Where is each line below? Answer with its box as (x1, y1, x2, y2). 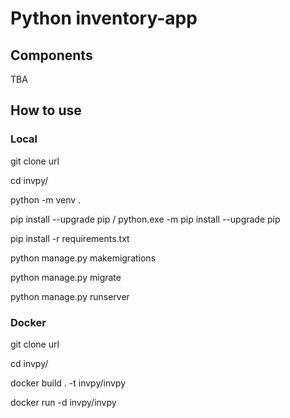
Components (10, 47, 93, 64)
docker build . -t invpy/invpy (10, 377, 127, 389)
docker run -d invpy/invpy (10, 396, 117, 408)
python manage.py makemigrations (10, 252, 157, 264)
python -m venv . (10, 193, 82, 206)
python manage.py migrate (10, 271, 122, 283)
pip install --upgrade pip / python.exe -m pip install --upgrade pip (10, 213, 281, 225)
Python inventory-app (10, 7, 198, 30)
